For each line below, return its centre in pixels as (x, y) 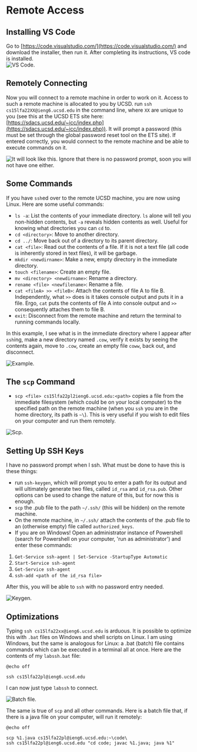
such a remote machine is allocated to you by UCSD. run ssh (79, 104)
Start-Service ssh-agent (45, 563)
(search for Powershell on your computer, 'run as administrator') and (98, 539)
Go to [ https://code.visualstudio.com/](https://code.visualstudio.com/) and (96, 46)
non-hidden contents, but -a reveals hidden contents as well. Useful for (101, 222)
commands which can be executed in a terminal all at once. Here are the (94, 650)
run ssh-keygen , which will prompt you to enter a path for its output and (101, 483)
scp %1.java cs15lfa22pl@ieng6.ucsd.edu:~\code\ (67, 738)
